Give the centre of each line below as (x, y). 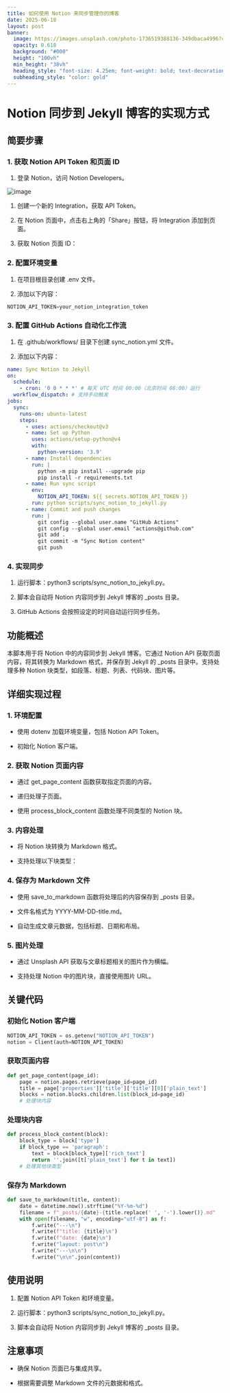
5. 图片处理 (25, 945)
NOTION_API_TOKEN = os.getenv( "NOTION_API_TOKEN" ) (81, 1035)
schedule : (27, 382)
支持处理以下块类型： (47, 861)
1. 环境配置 (25, 715)
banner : (18, 33)
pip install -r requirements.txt (85, 478)
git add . (52, 535)
